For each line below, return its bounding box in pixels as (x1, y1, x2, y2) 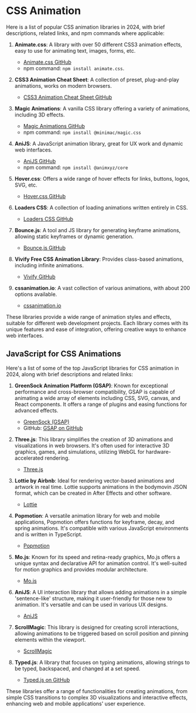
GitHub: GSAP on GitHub (23, 424, 83, 431)
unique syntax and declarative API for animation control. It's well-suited (14, 560, 187, 567)
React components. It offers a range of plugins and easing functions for (14, 401, 187, 408)
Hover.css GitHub (23, 192, 66, 199)
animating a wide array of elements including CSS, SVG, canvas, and (14, 394, 180, 401)
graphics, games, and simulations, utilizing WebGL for (14, 448, 145, 455)
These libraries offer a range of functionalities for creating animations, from (6, 687, 188, 694)
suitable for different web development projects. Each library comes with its (6, 319, 188, 326)
